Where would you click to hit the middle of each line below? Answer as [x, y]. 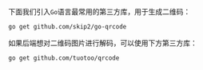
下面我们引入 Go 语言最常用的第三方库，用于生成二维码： [100, 12]
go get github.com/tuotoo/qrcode [64, 58]
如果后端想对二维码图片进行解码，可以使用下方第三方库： [103, 43]
